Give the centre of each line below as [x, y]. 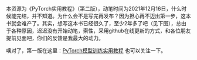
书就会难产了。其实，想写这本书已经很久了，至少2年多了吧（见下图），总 [94, 23]
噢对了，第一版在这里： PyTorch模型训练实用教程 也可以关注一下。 [86, 51]
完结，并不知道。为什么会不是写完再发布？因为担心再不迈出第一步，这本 [103, 16]
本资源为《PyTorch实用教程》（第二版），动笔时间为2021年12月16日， [89, 9]
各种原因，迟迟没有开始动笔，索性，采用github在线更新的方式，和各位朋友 [101, 31]
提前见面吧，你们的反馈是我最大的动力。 [55, 38]
